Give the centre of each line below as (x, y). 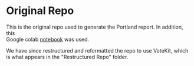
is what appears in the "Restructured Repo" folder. (67, 57)
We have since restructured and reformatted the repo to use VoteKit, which (97, 50)
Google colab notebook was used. (48, 39)
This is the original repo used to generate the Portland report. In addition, (95, 27)
